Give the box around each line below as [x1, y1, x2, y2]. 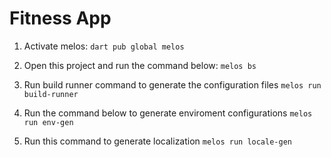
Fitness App [9, 7, 112, 30]
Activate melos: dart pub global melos [23, 40, 185, 52]
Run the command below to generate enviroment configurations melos [23, 107, 313, 119]
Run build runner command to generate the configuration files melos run [23, 78, 322, 91]
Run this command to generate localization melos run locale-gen [23, 135, 292, 147]
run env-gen [23, 117, 74, 127]
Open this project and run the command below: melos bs [23, 59, 257, 71]
